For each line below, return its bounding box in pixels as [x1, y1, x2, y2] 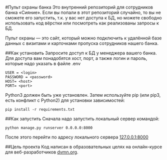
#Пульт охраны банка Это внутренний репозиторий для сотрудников [5, 4, 153, 10]
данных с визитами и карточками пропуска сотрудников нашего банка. [5, 40, 159, 46]
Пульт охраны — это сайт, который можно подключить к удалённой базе [5, 35, 162, 41]
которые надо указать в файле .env [5, 61, 81, 66]
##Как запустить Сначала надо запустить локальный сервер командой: [5, 116, 159, 122]
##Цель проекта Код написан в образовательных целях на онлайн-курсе [5, 144, 162, 150]
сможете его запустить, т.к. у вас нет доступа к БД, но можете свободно [5, 15, 162, 20]
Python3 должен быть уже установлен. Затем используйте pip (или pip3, [5, 92, 161, 98]
